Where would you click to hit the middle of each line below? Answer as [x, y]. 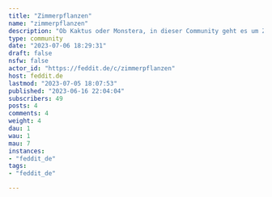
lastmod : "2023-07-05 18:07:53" [63, 83]
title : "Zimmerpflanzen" [50, 16]
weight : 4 [25, 121]
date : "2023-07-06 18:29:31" [57, 46]
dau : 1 [19, 128]
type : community [36, 38]
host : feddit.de [36, 76]
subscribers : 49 [36, 98]
